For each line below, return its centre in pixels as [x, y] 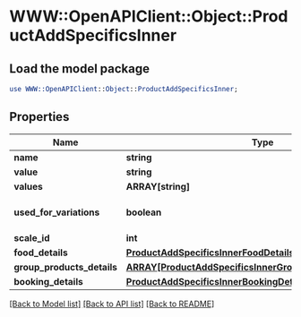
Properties [39, 117]
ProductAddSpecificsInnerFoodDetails [210, 253]
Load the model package [80, 69]
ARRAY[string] [158, 186]
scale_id [32, 237]
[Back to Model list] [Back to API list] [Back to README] [112, 304]
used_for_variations [57, 212]
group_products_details [66, 267]
